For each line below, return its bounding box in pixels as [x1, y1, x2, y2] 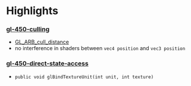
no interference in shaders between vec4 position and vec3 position [14, 45, 186, 52]
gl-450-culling [6, 25, 49, 34]
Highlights [6, 4, 58, 18]
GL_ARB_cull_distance [14, 38, 70, 45]
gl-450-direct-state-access [6, 59, 89, 68]
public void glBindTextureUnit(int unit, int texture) [14, 74, 154, 80]
